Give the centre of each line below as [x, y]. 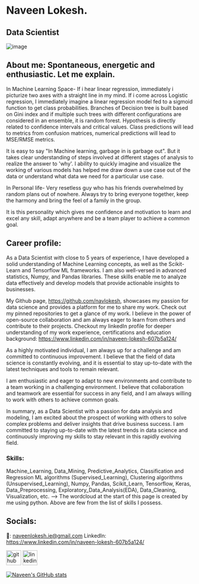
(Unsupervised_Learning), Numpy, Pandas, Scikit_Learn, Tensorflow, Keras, [99, 483]
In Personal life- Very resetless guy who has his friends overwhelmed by [95, 187]
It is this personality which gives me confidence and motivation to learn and [99, 212]
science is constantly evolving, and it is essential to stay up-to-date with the [99, 363]
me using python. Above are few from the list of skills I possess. [84, 503]
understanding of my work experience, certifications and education [89, 332]
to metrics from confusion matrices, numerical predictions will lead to [91, 133]
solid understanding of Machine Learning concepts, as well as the [87, 264]
